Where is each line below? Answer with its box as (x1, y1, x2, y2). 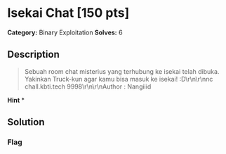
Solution (7, 116, 45, 128)
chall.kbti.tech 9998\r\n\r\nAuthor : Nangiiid (24, 82, 152, 91)
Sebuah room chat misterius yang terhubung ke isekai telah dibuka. (24, 67, 220, 75)
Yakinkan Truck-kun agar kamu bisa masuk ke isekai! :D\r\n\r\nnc (24, 75, 213, 83)
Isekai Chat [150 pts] (7, 5, 130, 21)
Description (7, 49, 60, 60)
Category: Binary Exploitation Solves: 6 (7, 28, 123, 37)
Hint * (7, 96, 25, 104)
